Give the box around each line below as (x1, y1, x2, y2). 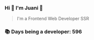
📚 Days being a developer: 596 (4, 28, 83, 35)
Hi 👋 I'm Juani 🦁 (4, 4, 43, 11)
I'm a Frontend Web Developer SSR (16, 16, 89, 22)
